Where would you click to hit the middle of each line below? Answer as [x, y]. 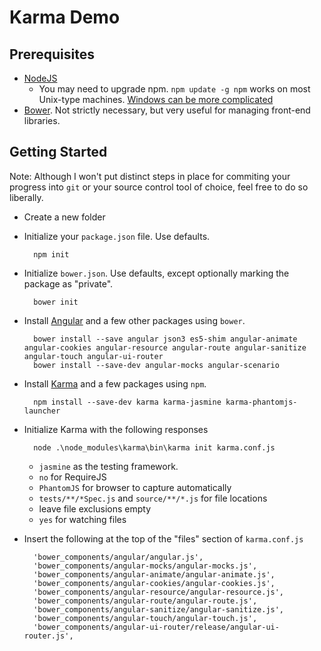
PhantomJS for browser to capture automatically [135, 487]
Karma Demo [65, 17]
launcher [42, 411]
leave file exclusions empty [95, 508]
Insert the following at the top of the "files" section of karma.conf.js [163, 538]
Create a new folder [64, 217]
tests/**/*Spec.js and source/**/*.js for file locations [153, 498]
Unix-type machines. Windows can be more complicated [156, 99]
